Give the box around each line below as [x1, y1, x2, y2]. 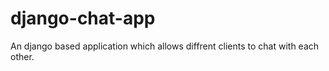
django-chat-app [10, 7, 156, 30]
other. [10, 50, 35, 62]
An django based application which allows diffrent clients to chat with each [10, 40, 320, 52]
